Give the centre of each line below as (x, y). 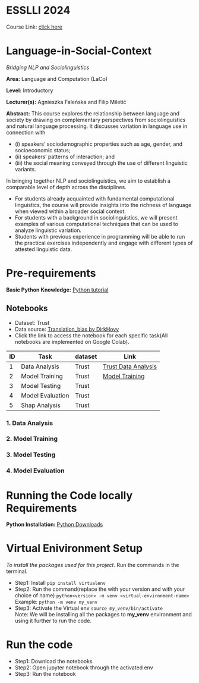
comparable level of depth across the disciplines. (66, 187)
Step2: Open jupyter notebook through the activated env (84, 668)
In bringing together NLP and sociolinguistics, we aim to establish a (89, 181)
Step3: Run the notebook (45, 674)
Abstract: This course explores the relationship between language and (93, 113)
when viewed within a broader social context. (70, 211)
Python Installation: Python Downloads (55, 525)
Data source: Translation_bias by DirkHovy (67, 329)
